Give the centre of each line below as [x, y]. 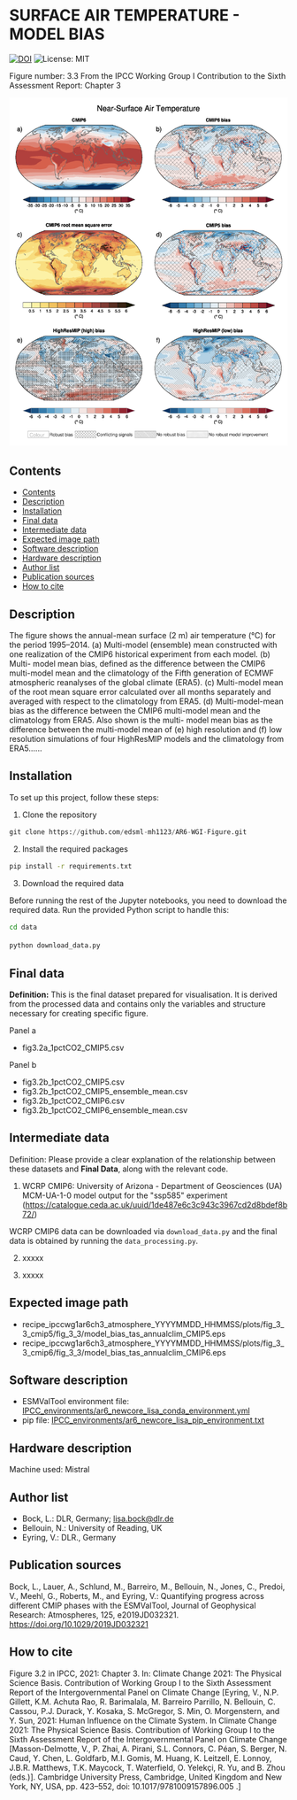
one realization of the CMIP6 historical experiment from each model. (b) [140, 654]
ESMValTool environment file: [76, 1402]
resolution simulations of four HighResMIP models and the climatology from [147, 738]
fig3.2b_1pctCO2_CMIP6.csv [73, 1101]
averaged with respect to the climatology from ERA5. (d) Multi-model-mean [147, 701]
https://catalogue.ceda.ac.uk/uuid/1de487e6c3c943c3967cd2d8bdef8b [156, 1204]
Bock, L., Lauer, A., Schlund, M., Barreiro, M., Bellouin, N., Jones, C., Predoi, [147, 1587]
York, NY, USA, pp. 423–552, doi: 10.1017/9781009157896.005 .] [125, 1786]
